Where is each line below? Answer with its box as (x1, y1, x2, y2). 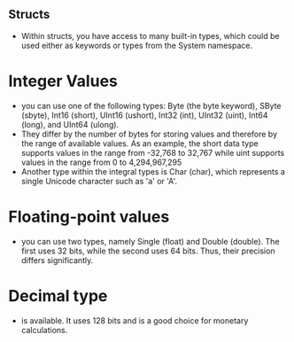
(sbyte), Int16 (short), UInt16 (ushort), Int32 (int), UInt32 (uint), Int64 (20, 110, 268, 120)
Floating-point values (8, 206, 170, 227)
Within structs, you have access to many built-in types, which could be (20, 30, 280, 41)
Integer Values (8, 71, 119, 91)
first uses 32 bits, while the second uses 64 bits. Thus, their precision (20, 245, 275, 256)
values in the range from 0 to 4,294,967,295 (20, 157, 182, 167)
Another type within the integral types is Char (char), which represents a (20, 166, 285, 176)
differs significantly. (20, 254, 94, 265)
